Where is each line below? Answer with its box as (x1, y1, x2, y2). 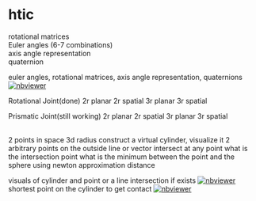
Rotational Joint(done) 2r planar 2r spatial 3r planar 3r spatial (8, 96, 208, 105)
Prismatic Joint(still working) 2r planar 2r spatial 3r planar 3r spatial (8, 111, 228, 120)
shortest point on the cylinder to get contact (8, 184, 152, 193)
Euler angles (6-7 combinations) (8, 40, 113, 49)
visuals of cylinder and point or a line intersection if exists (8, 176, 197, 185)
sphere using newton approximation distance (8, 160, 156, 169)
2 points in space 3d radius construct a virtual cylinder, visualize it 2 (8, 135, 231, 144)
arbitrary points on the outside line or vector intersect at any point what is (8, 143, 248, 153)
